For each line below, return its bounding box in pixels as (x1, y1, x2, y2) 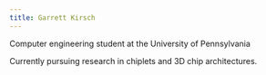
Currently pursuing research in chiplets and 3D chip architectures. (9, 55, 258, 66)
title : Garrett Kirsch (9, 13, 96, 23)
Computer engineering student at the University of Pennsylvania (9, 38, 251, 49)
